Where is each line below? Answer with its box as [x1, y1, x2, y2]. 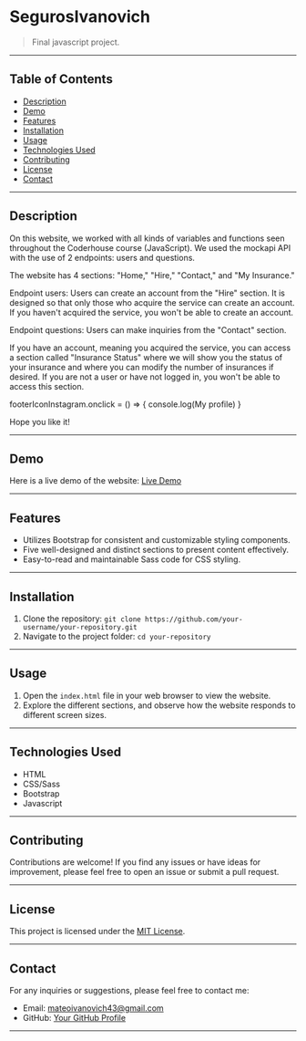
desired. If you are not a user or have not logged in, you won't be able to [9, 371, 280, 382]
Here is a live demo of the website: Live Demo [9, 475, 182, 486]
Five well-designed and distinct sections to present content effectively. [22, 545, 290, 556]
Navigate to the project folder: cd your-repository [22, 631, 211, 641]
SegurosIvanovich [9, 6, 151, 27]
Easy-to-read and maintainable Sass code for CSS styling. [22, 554, 241, 565]
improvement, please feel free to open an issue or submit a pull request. [9, 867, 280, 878]
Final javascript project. [31, 36, 120, 47]
